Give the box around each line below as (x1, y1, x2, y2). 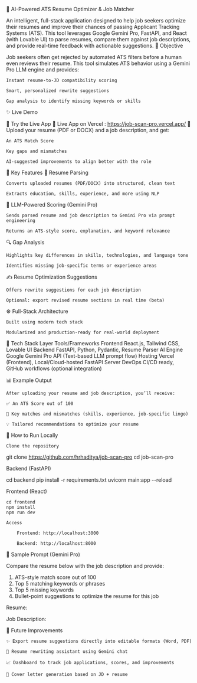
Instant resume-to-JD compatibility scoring (6, 77, 117, 83)
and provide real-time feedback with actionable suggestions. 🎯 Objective (6, 42, 183, 49)
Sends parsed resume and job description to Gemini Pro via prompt (6, 213, 176, 218)
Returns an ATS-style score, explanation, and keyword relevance (6, 228, 170, 234)
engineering (6, 218, 35, 224)
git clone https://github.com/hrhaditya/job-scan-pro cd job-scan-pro (6, 453, 174, 460)
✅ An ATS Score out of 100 (6, 401, 74, 407)
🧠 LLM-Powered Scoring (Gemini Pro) (6, 201, 98, 208)
